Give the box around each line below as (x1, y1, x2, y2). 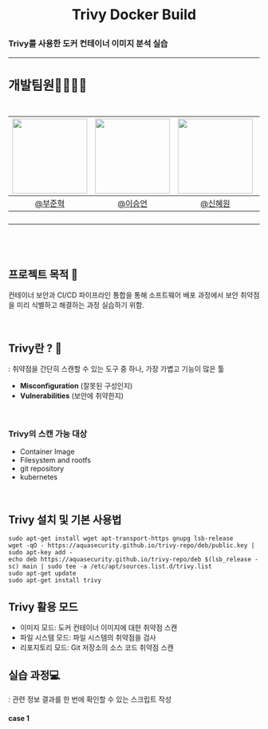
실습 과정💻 (8, 668, 61, 682)
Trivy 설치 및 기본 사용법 (8, 513, 122, 526)
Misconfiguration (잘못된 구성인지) (19, 381, 133, 391)
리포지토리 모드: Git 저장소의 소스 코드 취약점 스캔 (19, 643, 174, 652)
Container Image (19, 447, 75, 456)
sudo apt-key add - (8, 549, 73, 557)
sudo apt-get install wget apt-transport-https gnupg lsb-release (8, 534, 234, 543)
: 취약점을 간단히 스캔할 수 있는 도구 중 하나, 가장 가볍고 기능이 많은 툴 (8, 364, 225, 374)
